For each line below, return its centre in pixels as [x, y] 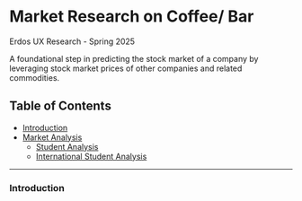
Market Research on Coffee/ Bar [132, 17]
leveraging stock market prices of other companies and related [126, 68]
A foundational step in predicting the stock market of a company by [134, 58]
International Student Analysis [91, 156]
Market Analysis [52, 137]
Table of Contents [61, 106]
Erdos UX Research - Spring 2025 [72, 41]
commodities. [35, 77]
